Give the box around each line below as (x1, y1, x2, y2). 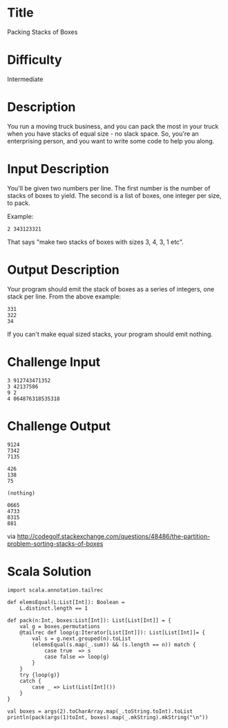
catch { (19, 677, 41, 684)
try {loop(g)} (19, 671, 60, 678)
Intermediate (7, 75, 44, 83)
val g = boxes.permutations (19, 623, 100, 630)
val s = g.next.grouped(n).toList (32, 635, 131, 642)
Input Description (7, 161, 109, 177)
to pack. (7, 199, 31, 207)
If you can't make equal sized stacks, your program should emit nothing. (7, 330, 213, 338)
